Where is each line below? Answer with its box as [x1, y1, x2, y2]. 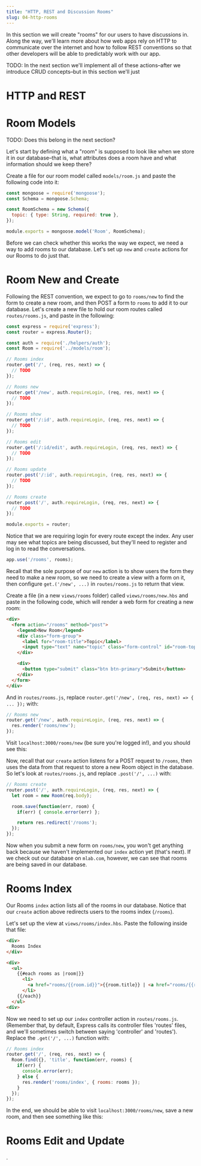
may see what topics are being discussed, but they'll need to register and [6, 539, 187, 546]
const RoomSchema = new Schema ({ [6, 206, 90, 213]
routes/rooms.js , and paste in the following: [6, 312, 115, 319]
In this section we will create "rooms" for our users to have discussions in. [6, 31, 189, 38]
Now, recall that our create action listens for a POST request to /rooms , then [6, 757, 193, 764]
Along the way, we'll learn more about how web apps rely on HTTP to [6, 37, 177, 44]
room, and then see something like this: [6, 1113, 103, 1120]
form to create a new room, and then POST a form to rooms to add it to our [6, 299, 188, 306]
